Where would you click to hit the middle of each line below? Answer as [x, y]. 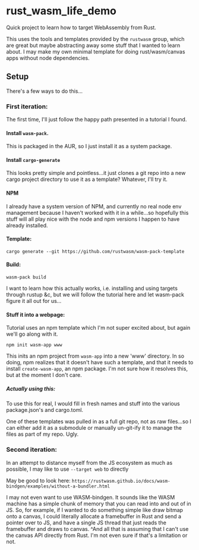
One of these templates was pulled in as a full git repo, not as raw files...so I [99, 421]
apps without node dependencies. [48, 58]
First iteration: [27, 107]
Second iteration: [32, 449]
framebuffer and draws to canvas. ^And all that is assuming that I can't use [97, 529]
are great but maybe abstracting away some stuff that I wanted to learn [93, 45]
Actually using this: [31, 389]
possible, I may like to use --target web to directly [67, 469]
